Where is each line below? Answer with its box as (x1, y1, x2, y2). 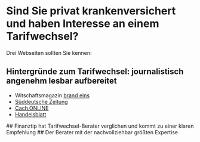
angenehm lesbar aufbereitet (6, 76, 118, 86)
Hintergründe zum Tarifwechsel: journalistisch (6, 67, 184, 77)
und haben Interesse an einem (6, 17, 159, 30)
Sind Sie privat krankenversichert (6, 4, 176, 18)
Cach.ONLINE (14, 104, 49, 112)
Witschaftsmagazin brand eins (14, 91, 90, 99)
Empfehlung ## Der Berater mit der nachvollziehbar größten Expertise (6, 128, 179, 135)
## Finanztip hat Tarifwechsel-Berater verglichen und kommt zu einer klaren (6, 122, 194, 129)
